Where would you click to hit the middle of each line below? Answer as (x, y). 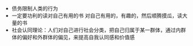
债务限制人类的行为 (35, 8)
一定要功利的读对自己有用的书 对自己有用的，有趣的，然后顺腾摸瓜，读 (97, 16)
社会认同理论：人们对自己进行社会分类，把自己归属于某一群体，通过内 (96, 30)
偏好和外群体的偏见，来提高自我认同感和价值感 (78, 37)
